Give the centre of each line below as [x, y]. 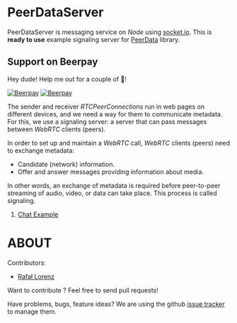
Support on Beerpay [53, 62]
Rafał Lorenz [36, 276]
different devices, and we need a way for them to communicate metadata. [115, 114]
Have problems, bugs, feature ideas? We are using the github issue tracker [116, 304]
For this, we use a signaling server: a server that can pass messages [107, 121]
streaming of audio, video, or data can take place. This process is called [112, 193]
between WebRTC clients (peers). [57, 129]
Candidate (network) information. [66, 164]
